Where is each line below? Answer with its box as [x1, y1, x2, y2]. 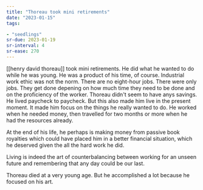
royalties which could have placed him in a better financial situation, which [6, 135, 193, 142]
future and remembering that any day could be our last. [6, 160, 145, 167]
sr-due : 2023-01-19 [6, 37, 56, 43]
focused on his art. [6, 178, 53, 185]
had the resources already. [6, 116, 74, 124]
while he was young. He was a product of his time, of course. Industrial [6, 71, 184, 79]
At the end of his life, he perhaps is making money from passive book [6, 128, 181, 136]
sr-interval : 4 [6, 43, 45, 49]
